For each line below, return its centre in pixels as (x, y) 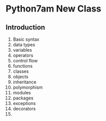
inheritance (24, 82)
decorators (24, 109)
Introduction (25, 27)
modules (22, 93)
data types (24, 45)
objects (21, 77)
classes (21, 71)
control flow (25, 60)
